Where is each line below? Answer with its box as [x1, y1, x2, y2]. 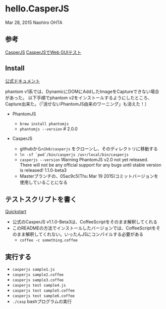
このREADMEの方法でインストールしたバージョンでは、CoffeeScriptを [12, 225, 156, 231]
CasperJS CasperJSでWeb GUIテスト [5, 49, 82, 55]
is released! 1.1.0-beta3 [19, 167, 67, 173]
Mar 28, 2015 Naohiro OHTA [5, 19, 63, 25]
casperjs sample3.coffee [12, 278, 64, 283]
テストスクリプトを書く [5, 195, 77, 204]
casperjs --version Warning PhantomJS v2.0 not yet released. [19, 156, 149, 162]
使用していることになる [19, 179, 68, 185]
